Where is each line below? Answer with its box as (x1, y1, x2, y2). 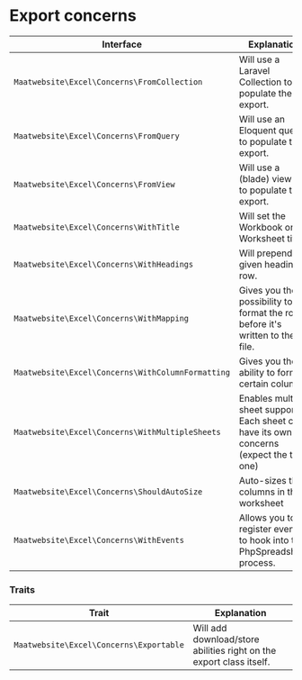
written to (238, 329, 280, 341)
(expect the (238, 448, 288, 460)
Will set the (238, 209, 286, 222)
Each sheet (238, 414, 286, 427)
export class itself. (192, 656, 271, 668)
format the (238, 306, 283, 319)
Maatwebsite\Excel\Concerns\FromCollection (13, 77, 203, 86)
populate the (238, 86, 292, 99)
